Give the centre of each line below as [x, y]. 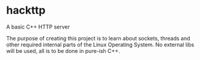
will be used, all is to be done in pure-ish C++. [63, 50]
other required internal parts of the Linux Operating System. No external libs [100, 45]
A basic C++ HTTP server [38, 27]
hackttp [26, 10]
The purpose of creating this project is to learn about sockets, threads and [98, 38]
